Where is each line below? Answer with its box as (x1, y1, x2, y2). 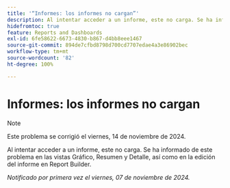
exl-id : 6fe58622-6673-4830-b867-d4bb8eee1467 (7, 36, 142, 42)
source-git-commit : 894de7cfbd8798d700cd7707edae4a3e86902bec (7, 42, 188, 49)
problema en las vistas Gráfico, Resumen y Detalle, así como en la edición (7, 152, 216, 161)
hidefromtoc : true (7, 23, 60, 29)
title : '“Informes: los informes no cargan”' (7, 10, 139, 17)
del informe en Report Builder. (7, 160, 92, 168)
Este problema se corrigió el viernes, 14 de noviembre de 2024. (7, 132, 186, 140)
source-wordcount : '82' (7, 55, 75, 62)
